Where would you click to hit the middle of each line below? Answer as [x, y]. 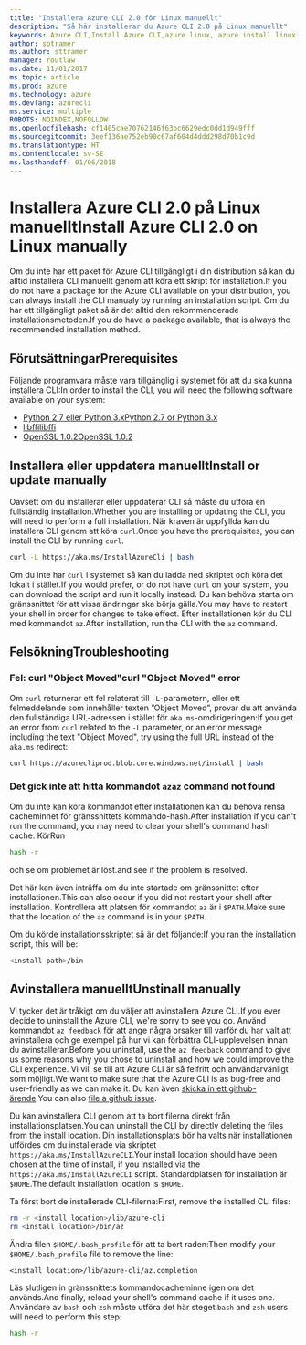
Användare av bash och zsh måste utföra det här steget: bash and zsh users [149, 1308]
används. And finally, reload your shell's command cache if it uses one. [142, 1298]
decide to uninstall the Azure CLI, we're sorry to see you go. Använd [138, 1021]
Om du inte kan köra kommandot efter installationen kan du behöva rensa [148, 806]
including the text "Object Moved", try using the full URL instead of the [142, 737]
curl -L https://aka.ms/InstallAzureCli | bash [102, 558]
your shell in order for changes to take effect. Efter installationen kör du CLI [151, 614]
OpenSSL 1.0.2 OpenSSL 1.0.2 [78, 437]
